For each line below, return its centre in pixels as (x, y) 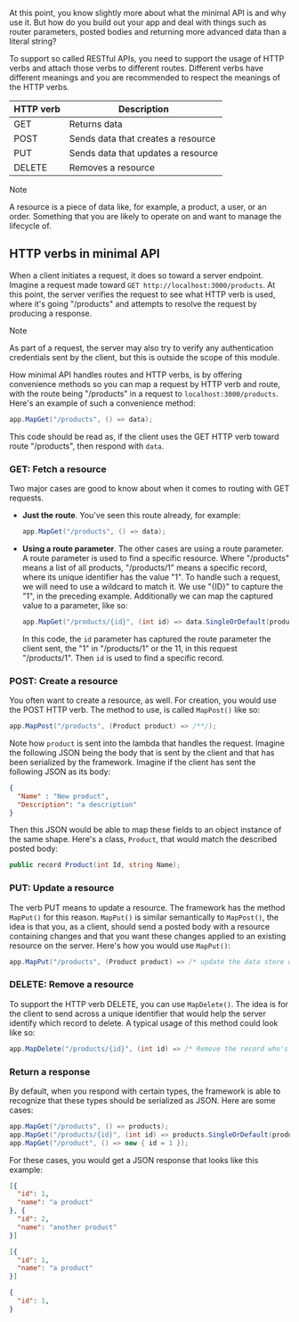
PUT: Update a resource (62, 888)
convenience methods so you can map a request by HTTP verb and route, (145, 384)
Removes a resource (112, 167)
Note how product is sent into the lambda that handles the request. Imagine (147, 743)
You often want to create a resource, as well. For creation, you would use (143, 700)
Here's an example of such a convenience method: (102, 403)
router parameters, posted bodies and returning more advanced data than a (148, 32)
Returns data (96, 124)
